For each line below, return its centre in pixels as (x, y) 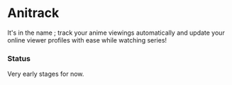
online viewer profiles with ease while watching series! (87, 40)
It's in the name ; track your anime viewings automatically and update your (116, 33)
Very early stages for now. (46, 74)
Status (19, 58)
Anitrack (33, 13)
